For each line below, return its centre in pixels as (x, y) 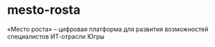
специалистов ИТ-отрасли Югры (56, 36)
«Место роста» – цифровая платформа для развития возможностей (108, 29)
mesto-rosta (44, 10)
